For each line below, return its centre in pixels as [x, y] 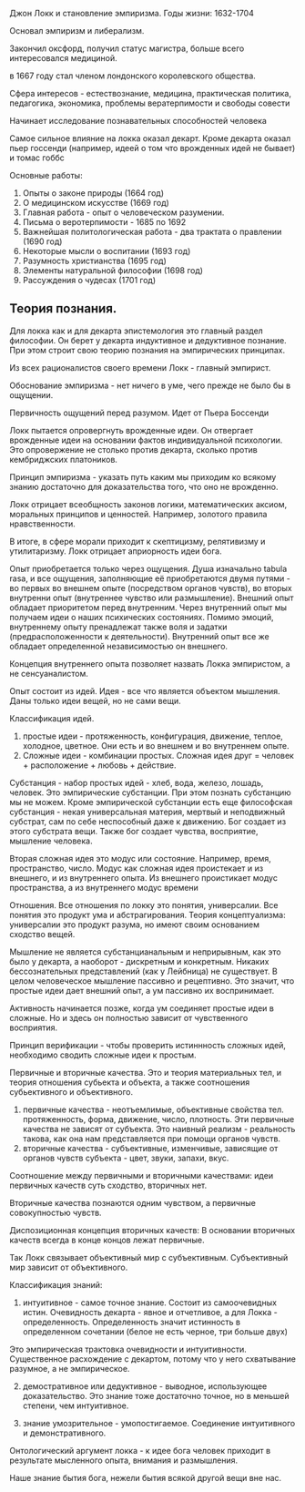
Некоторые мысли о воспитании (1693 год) [107, 251]
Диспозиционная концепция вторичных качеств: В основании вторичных [152, 1230]
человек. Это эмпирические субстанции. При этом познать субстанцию [150, 792]
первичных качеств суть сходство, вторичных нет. [108, 1185]
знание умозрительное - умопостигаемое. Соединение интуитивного [159, 1423]
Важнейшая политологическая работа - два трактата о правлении [152, 232]
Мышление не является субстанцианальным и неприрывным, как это [145, 952]
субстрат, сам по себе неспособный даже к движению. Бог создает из [148, 821]
